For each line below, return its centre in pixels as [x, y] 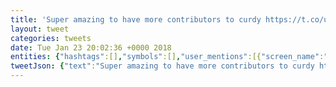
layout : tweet [40, 29]
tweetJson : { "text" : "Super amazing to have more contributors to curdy [162, 66]
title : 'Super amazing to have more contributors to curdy [136, 19]
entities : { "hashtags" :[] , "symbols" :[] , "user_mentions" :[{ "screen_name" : [167, 57]
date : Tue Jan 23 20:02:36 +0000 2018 [91, 47]
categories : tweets [51, 38]
